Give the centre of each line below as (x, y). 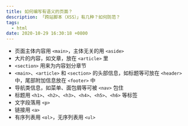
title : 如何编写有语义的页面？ (39, 11)
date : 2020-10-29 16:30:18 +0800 (47, 34)
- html (19, 28)
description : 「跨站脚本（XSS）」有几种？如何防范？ (63, 17)
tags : (13, 22)
